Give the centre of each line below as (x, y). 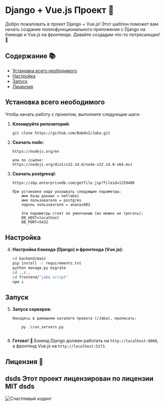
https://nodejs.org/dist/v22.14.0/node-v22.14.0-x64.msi (72, 165)
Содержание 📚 (30, 56)
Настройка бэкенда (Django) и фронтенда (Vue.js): (68, 250)
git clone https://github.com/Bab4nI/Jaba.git (61, 133)
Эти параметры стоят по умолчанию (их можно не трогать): (82, 214)
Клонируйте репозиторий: (41, 124)
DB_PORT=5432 (35, 222)
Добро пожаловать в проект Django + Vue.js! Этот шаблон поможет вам (82, 24)
